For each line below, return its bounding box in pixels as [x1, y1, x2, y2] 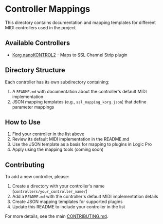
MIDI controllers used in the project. [5, 24, 77, 30]
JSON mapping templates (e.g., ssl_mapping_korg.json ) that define [12, 99, 147, 104]
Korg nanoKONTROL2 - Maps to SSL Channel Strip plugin [12, 52, 127, 58]
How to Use [5, 118, 41, 126]
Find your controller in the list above [12, 131, 85, 137]
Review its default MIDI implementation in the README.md [12, 136, 129, 142]
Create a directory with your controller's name [12, 183, 105, 189]
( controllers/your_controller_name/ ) [12, 188, 88, 194]
